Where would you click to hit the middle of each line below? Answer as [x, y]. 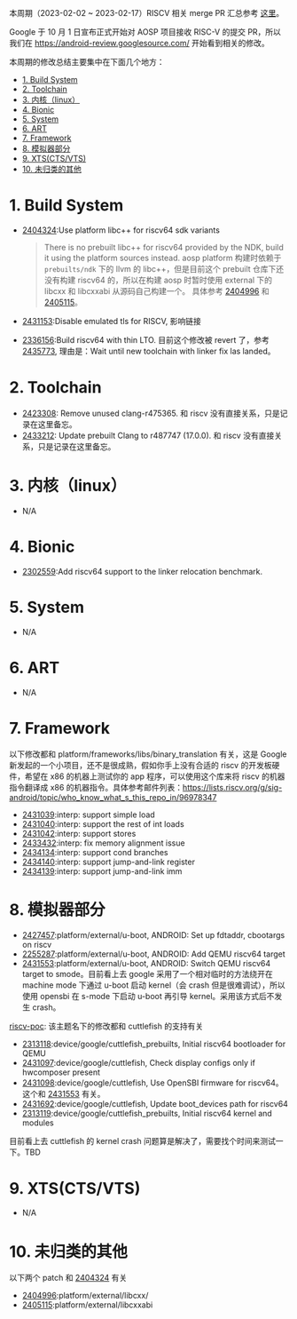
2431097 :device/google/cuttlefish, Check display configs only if [138, 1062]
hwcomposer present [61, 1072]
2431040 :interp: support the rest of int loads [103, 823]
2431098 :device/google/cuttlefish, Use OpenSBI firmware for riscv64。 [152, 1083]
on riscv [37, 944]
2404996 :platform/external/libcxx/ [85, 1296]
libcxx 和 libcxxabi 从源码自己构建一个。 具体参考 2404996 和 [156, 290]
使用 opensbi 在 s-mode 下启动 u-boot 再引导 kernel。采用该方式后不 [148, 996]
